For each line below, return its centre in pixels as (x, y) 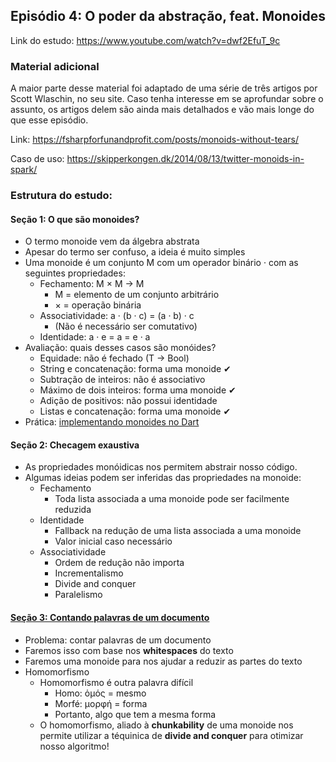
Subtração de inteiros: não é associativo (122, 380)
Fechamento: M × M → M (92, 284)
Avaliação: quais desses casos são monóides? (120, 348)
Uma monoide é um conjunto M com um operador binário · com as (161, 263)
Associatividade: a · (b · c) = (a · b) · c (117, 316)
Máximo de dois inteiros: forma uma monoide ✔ (138, 390)
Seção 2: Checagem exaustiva (75, 445)
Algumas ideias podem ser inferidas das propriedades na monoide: (163, 478)
